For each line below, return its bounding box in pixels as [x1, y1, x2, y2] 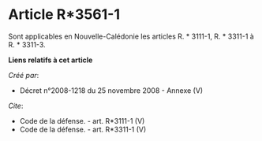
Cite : [8, 101, 24, 110]
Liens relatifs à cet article [8, 55, 93, 65]
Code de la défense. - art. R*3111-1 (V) [19, 116, 145, 125]
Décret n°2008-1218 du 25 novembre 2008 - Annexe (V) [19, 85, 204, 95]
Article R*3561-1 [8, 6, 121, 24]
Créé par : [8, 70, 39, 80]
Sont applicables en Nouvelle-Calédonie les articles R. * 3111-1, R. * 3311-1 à [8, 32, 254, 41]
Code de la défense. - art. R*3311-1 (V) [19, 124, 147, 134]
